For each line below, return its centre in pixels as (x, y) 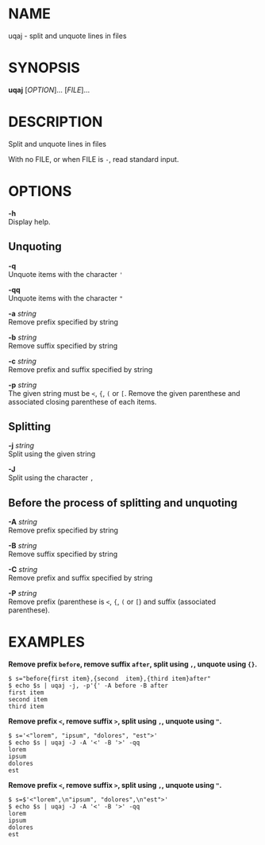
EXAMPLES (46, 642)
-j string (21, 446)
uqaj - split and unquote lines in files (67, 36)
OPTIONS (40, 191)
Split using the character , (51, 478)
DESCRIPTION (56, 122)
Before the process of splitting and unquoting (123, 503)
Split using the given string (52, 454)
